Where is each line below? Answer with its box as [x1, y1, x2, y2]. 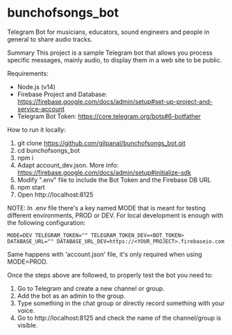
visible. [17, 320, 38, 329]
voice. [17, 306, 35, 314]
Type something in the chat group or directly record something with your [17, 299, 225, 307]
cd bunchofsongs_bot [17, 146, 80, 154]
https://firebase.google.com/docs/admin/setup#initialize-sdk [17, 168, 192, 176]
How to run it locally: [7, 125, 66, 134]
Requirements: [7, 69, 48, 78]
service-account [17, 105, 65, 113]
